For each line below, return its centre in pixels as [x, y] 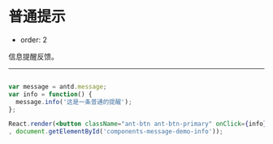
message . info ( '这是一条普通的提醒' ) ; [74, 102]
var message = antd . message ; [58, 86]
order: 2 [33, 39]
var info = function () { [50, 94]
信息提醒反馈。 [33, 56]
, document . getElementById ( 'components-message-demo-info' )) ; [116, 132]
